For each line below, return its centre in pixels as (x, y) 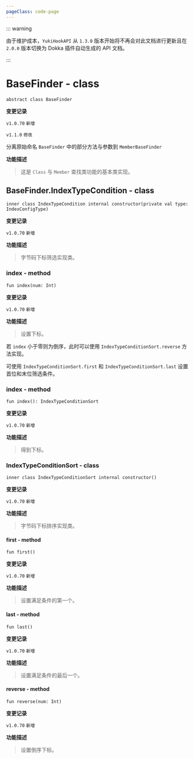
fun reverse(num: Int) (34, 701)
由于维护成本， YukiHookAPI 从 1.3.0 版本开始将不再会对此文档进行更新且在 (97, 40)
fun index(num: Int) (32, 285)
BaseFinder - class (53, 84)
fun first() (21, 552)
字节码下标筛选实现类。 (49, 258)
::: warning (19, 28)
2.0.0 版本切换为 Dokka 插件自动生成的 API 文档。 (67, 48)
